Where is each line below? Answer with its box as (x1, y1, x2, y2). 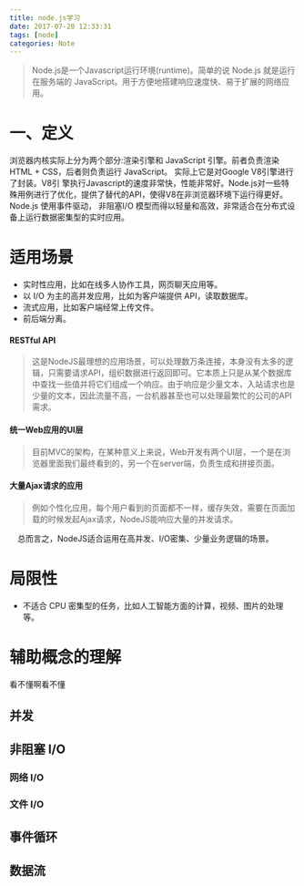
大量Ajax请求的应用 (9, 480, 84, 491)
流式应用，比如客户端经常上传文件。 (22, 302, 159, 313)
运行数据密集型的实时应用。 (25, 211, 129, 223)
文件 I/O (9, 798, 45, 811)
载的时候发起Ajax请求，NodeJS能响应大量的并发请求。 (31, 513, 238, 524)
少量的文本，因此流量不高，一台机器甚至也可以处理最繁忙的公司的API (31, 390, 293, 401)
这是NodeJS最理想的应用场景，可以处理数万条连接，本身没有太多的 (31, 356, 286, 367)
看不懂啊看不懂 (9, 678, 66, 689)
